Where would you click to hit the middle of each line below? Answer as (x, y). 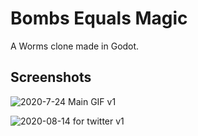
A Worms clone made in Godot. (75, 46)
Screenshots (51, 77)
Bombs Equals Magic (99, 18)
